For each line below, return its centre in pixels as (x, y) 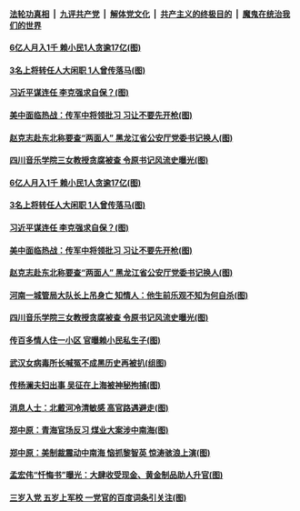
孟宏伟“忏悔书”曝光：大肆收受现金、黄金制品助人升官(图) (116, 475)
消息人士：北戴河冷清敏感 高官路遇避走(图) (89, 407)
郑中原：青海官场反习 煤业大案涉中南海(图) (89, 430)
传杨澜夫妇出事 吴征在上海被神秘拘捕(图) (85, 386)
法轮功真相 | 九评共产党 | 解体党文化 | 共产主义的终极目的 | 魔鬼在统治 (146, 14)
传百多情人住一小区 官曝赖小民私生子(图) (85, 340)
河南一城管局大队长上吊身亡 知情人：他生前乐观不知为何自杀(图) (129, 295)
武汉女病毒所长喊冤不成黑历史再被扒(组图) (88, 363)
